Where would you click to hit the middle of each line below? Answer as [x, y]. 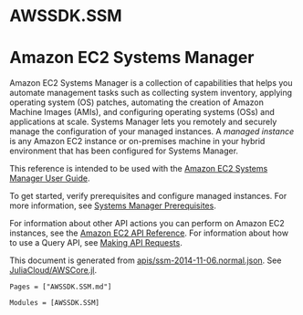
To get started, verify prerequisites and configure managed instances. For [148, 196]
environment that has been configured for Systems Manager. [124, 151]
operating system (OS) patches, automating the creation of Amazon [137, 102]
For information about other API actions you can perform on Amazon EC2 [147, 224]
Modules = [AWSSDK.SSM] [55, 303]
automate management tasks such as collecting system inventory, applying [151, 93]
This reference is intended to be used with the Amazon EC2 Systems [139, 169]
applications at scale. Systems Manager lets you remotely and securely [143, 122]
